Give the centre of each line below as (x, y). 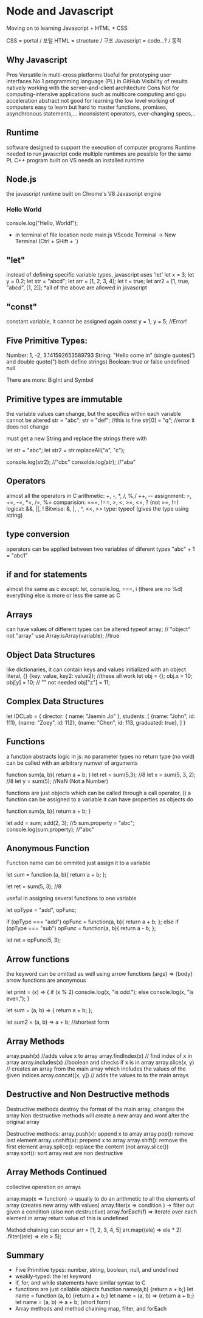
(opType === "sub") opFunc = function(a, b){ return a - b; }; (81, 928)
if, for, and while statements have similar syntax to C (80, 1283)
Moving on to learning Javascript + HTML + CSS (67, 28)
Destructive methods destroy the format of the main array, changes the (95, 1109)
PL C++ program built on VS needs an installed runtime (75, 160)
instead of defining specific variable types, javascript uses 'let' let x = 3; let (100, 275)
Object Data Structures (51, 655)
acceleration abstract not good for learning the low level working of (91, 100)
